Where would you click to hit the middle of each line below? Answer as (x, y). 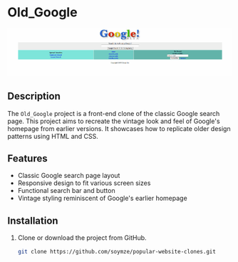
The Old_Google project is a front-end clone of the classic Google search (114, 113)
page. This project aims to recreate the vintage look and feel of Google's (114, 121)
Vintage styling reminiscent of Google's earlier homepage (102, 198)
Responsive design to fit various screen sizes (84, 183)
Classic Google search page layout (69, 176)
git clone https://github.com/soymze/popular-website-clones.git (117, 252)
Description (34, 96)
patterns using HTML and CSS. (53, 136)
